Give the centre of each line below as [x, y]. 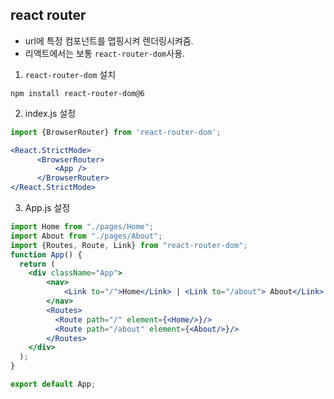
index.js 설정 [50, 113]
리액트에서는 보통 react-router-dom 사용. [105, 53]
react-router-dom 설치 [70, 74]
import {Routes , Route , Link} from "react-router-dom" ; [129, 245]
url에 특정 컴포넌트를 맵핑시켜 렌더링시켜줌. [109, 40]
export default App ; [53, 384]
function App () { [46, 254]
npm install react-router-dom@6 [77, 93]
